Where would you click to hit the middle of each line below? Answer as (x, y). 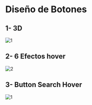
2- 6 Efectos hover (36, 56)
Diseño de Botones (46, 9)
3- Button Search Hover (44, 85)
